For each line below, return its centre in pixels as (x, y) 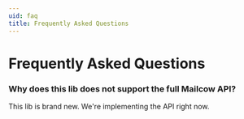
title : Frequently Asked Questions (69, 23)
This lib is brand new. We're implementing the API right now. (109, 106)
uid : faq (23, 16)
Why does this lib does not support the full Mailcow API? (122, 88)
